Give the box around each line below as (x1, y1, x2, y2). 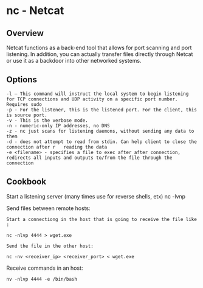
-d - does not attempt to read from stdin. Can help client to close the (6, 138, 198, 145)
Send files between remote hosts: (6, 205, 91, 212)
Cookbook (6, 177, 47, 187)
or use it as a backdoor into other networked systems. (6, 57, 142, 64)
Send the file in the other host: (6, 243, 94, 249)
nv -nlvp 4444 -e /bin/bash (6, 276, 78, 282)
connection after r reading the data (6, 144, 108, 150)
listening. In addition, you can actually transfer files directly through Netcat (6, 51, 193, 58)
